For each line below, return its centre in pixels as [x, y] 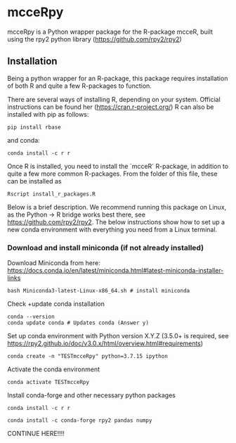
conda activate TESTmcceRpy [48, 383]
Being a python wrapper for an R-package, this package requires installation [118, 78]
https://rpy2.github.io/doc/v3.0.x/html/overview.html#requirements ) [105, 344]
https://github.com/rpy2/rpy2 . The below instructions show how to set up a [116, 222]
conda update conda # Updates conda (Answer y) [78, 323]
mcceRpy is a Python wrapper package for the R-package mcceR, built [110, 32]
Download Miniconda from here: [54, 263]
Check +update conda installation [56, 304]
